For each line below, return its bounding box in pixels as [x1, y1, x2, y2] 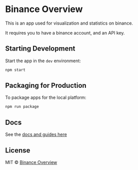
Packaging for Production [5, 81, 86, 90]
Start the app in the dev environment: [5, 58, 81, 64]
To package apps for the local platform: [5, 94, 86, 101]
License [5, 146, 30, 154]
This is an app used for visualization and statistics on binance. [5, 20, 133, 26]
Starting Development [5, 44, 75, 53]
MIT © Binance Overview [5, 159, 57, 165]
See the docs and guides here [5, 131, 67, 137]
